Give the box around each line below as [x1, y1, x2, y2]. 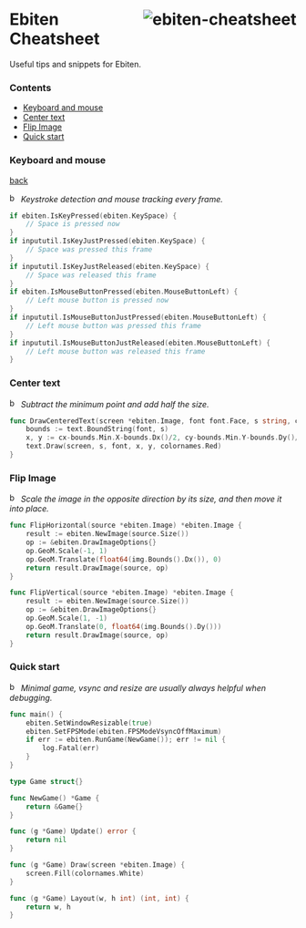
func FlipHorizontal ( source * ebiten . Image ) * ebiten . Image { [9, 521, 243, 531]
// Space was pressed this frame [25, 245, 153, 254]
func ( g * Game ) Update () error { [9, 827, 137, 836]
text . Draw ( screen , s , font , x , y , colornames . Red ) [25, 442, 222, 451]
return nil [25, 835, 67, 845]
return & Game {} [25, 802, 84, 811]
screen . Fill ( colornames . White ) [25, 869, 145, 878]
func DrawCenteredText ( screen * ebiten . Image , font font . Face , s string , [9, 416, 291, 426]
